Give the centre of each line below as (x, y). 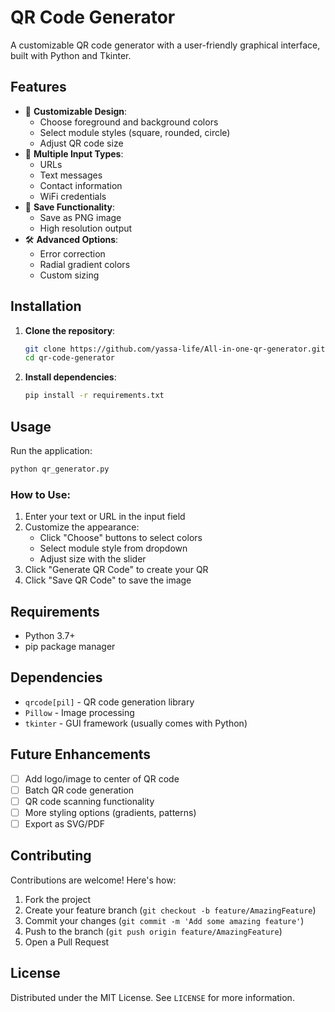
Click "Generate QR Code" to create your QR (116, 570)
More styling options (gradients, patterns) (110, 812)
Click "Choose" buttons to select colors (121, 538)
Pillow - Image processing (79, 712)
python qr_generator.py (60, 469)
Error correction (72, 253)
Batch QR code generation (79, 790)
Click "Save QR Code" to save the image (108, 580)
